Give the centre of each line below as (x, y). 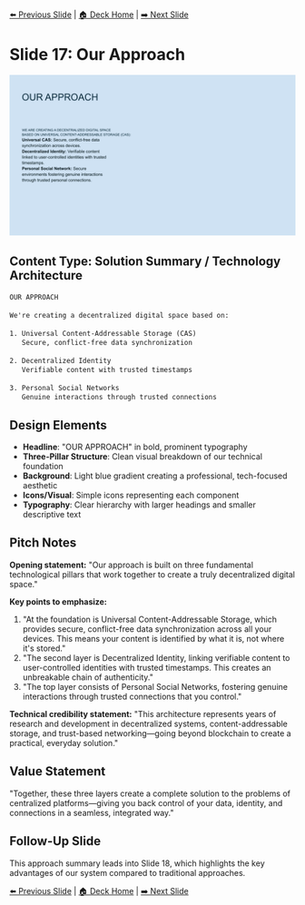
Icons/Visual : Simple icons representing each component (131, 496)
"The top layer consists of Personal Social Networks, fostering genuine (155, 686)
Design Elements (58, 425)
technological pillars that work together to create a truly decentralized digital (152, 574)
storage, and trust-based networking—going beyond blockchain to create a (151, 733)
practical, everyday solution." (64, 743)
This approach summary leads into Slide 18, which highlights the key (137, 863)
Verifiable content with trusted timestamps (107, 370)
